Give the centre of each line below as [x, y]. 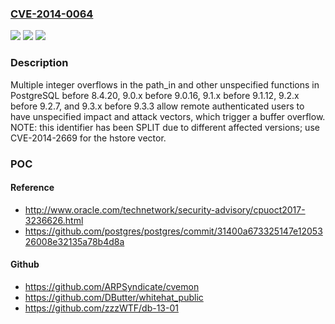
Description [39, 63]
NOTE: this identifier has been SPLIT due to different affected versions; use [165, 127]
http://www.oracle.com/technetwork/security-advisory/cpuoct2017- [165, 209]
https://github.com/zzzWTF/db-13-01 [101, 308]
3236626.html [54, 220]
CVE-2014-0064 [52, 14]
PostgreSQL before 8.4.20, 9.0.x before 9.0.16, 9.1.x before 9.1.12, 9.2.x [155, 95]
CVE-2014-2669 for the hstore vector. [88, 138]
